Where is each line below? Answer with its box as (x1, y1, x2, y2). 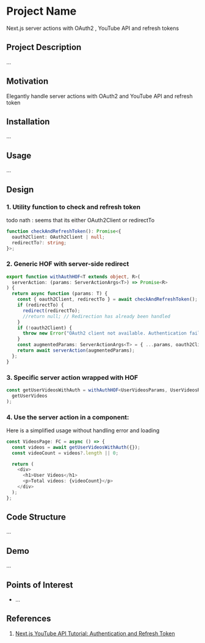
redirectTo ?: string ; (12, 239, 67, 245)
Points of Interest (6, 579, 73, 590)
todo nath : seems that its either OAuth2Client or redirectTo (6, 216, 155, 223)
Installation (6, 116, 50, 126)
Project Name (6, 4, 77, 18)
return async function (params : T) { (12, 291, 108, 297)
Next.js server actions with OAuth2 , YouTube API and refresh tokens (6, 24, 179, 32)
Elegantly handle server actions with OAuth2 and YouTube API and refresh (6, 92, 193, 100)
